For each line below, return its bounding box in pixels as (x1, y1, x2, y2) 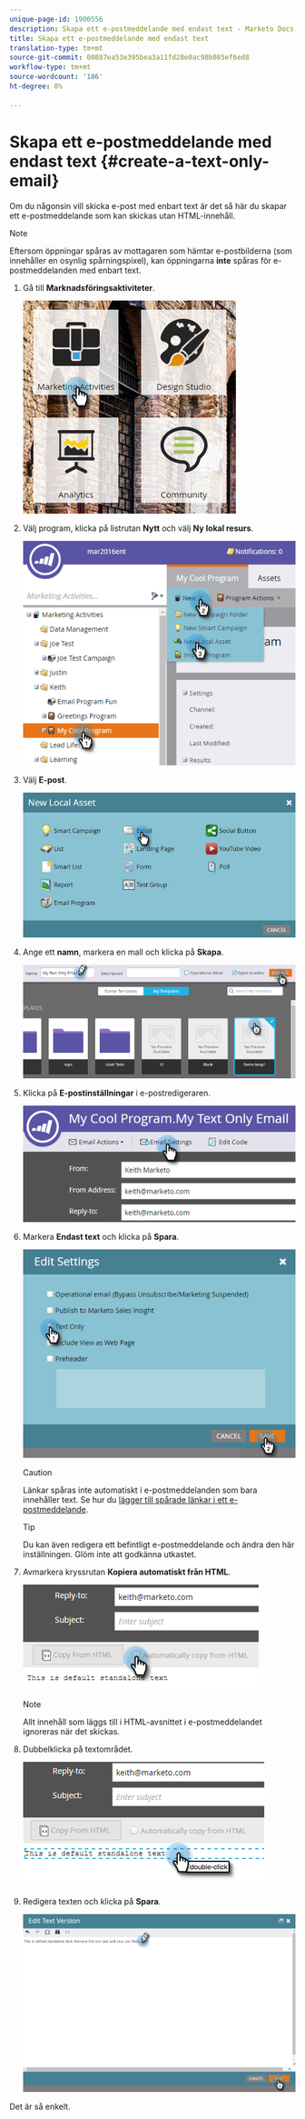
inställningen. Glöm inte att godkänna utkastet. (22, 1549, 197, 1560)
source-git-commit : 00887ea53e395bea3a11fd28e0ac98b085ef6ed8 (9, 53, 250, 63)
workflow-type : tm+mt (9, 63, 92, 72)
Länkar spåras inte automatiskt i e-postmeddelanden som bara (22, 1484, 258, 1495)
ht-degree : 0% (9, 82, 64, 91)
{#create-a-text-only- (100, 151, 270, 172)
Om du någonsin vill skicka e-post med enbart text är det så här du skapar (9, 200, 288, 211)
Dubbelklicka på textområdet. (22, 1744, 133, 1754)
